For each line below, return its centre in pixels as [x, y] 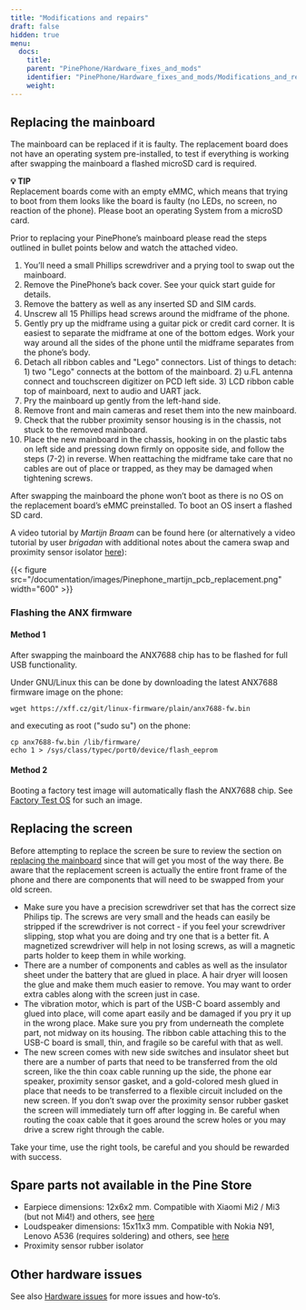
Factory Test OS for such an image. [77, 800]
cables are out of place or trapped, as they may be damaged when [148, 469]
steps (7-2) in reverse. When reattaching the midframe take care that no [158, 459]
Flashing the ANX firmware [71, 613]
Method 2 [29, 770]
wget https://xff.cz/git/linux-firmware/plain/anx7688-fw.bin [130, 708]
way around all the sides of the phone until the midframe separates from [158, 343]
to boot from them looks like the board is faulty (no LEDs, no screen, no [144, 201]
